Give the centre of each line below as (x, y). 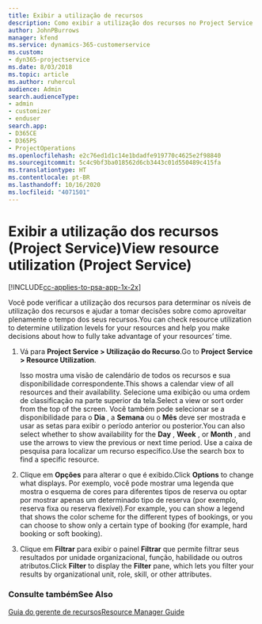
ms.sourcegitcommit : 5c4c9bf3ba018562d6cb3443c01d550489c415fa (115, 163)
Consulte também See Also (61, 595)
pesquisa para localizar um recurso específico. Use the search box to (132, 451)
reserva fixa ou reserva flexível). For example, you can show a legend (132, 508)
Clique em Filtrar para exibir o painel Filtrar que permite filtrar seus (129, 549)
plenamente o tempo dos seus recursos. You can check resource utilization (130, 319)
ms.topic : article (38, 74)
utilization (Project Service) (100, 265)
